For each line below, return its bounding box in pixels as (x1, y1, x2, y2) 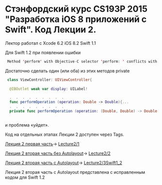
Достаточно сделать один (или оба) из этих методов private (5, 68, 130, 74)
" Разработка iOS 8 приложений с (5, 14, 147, 25)
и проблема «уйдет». (5, 122, 49, 128)
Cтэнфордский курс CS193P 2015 (5, 3, 148, 15)
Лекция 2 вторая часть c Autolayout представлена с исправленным (5, 169, 146, 175)
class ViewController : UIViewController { (7, 77, 92, 82)
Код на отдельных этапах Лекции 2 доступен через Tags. (5, 131, 125, 137)
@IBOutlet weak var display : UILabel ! (9, 86, 88, 91)
